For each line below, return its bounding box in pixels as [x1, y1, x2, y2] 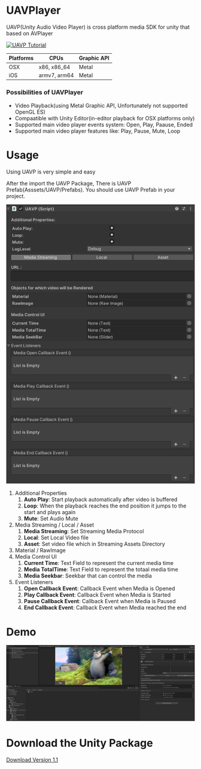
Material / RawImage [14, 547, 66, 554]
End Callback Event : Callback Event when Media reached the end [23, 604, 187, 611]
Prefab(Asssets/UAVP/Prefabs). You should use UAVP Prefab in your [6, 186, 175, 193]
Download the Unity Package [6, 737, 154, 750]
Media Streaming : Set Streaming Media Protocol [23, 528, 144, 535]
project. [6, 192, 26, 199]
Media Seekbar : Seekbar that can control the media [23, 572, 153, 579]
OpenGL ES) [14, 108, 46, 115]
